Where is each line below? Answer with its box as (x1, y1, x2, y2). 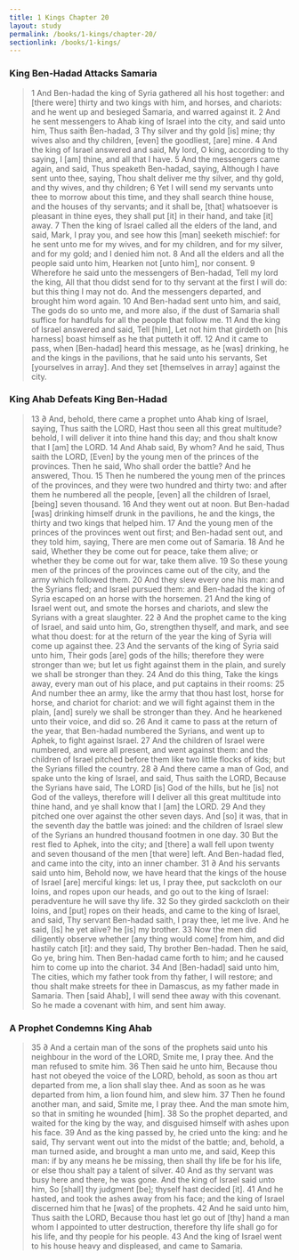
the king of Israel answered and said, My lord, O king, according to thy (30, 144, 289, 155)
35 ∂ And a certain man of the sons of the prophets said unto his (30, 1042, 269, 1053)
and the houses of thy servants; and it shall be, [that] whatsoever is (30, 201, 279, 212)
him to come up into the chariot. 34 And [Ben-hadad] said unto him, (30, 962, 280, 973)
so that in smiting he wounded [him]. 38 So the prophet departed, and (30, 1109, 287, 1119)
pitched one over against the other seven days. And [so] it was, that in (30, 811, 288, 821)
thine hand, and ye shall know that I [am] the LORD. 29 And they (30, 801, 266, 812)
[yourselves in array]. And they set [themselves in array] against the (30, 361, 280, 372)
